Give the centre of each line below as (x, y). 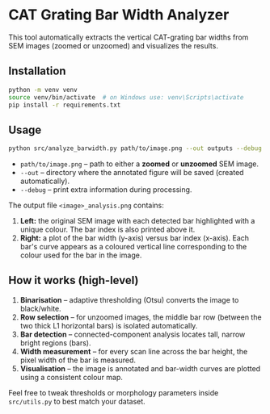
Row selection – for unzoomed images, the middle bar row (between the (141, 317)
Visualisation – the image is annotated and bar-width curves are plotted (140, 368)
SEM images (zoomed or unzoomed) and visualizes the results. (113, 45)
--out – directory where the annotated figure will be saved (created (132, 173)
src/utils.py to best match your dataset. (77, 401)
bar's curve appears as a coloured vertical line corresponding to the (133, 247)
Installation (37, 71)
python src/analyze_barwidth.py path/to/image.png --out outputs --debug (135, 148)
